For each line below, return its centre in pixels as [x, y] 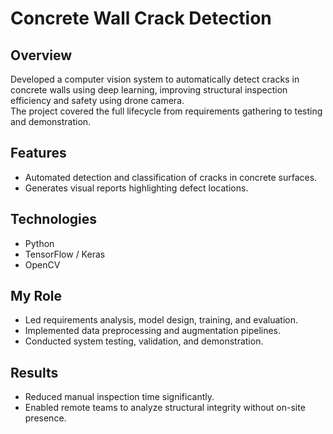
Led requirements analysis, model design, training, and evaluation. [161, 320]
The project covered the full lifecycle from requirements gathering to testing [166, 111]
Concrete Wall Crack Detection [141, 18]
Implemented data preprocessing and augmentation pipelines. [153, 331]
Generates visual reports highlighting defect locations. [136, 188]
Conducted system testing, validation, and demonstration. [144, 341]
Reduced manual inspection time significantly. [119, 397]
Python [39, 243]
